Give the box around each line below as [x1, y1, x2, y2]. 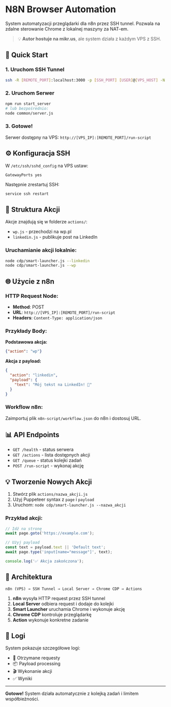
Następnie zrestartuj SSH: [5, 181, 60, 187]
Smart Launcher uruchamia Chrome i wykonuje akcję [12, 606, 125, 612]
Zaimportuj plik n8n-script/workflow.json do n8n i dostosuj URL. [5, 415, 141, 421]
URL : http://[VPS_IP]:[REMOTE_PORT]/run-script [12, 309, 116, 315]
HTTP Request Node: [5, 292, 59, 299]
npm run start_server [5, 101, 51, 106]
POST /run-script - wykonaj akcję [12, 463, 84, 469]
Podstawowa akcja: [5, 339, 47, 345]
